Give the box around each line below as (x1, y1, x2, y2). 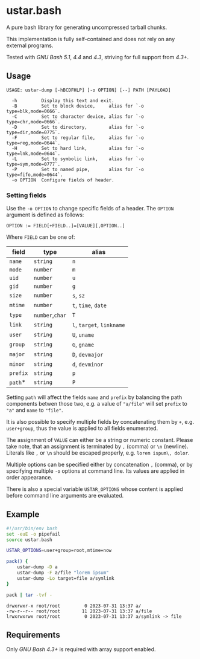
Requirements (6, 630, 60, 640)
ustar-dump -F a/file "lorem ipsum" (17, 570, 110, 576)
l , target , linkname (72, 321, 125, 329)
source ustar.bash (6, 536, 52, 543)
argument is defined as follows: (6, 211, 84, 218)
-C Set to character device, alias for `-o (11, 113, 145, 120)
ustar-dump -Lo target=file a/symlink (17, 575, 114, 581)
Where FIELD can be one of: (6, 233, 75, 241)
